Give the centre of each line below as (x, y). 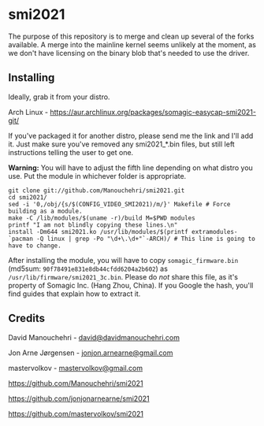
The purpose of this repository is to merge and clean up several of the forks (131, 36)
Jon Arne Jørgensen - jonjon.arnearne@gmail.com (91, 353)
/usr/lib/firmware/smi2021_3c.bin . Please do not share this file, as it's (123, 276)
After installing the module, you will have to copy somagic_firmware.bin (123, 260)
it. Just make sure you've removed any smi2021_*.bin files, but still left (121, 144)
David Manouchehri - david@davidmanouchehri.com (94, 337)
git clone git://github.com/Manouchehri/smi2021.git (97, 191)
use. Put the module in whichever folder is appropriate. (97, 176)
